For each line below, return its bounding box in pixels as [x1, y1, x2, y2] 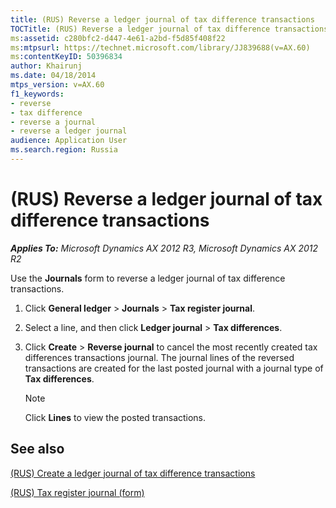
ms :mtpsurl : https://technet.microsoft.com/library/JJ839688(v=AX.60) [10, 42, 311, 53]
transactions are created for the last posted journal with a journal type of [24, 362, 324, 374]
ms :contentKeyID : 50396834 [10, 52, 123, 62]
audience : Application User [10, 136, 128, 146]
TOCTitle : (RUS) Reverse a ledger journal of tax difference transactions [10, 24, 329, 34]
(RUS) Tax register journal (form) [10, 486, 145, 498]
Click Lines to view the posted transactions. [24, 411, 207, 423]
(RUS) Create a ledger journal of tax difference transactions [10, 467, 256, 479]
